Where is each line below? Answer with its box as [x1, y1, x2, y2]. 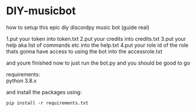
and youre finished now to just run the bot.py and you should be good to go [6, 59, 191, 66]
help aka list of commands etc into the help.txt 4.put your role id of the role [6, 41, 188, 49]
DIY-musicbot [6, 4, 76, 18]
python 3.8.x [6, 77, 37, 84]
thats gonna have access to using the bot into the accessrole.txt [6, 47, 163, 55]
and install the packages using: [6, 88, 82, 95]
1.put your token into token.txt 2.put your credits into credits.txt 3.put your [6, 35, 187, 42]
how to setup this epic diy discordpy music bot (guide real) [6, 24, 150, 31]
